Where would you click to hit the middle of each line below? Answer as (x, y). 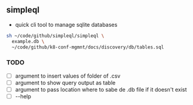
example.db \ (28, 41)
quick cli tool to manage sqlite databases (66, 24)
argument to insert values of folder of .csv (68, 76)
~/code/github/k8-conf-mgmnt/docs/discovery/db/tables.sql (88, 47)
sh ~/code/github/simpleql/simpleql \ (55, 36)
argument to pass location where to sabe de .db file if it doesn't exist (101, 89)
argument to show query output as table (65, 83)
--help (23, 96)
